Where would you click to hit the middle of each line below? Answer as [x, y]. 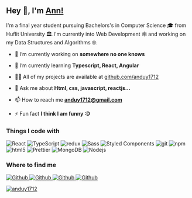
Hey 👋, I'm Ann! [35, 11]
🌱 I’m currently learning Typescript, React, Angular [77, 65]
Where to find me [31, 165]
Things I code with [33, 131]
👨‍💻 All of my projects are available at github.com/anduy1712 [87, 77]
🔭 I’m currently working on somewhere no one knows [80, 54]
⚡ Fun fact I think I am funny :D [52, 113]
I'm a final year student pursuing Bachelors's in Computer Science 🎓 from [96, 25]
